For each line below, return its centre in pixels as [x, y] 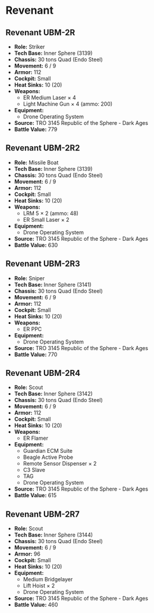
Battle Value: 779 [36, 129]
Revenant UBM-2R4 [43, 373]
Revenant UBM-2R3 [43, 264]
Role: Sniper [29, 278]
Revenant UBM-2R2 [43, 148]
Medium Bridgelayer [48, 580]
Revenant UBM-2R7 [43, 514]
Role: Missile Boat [36, 163]
